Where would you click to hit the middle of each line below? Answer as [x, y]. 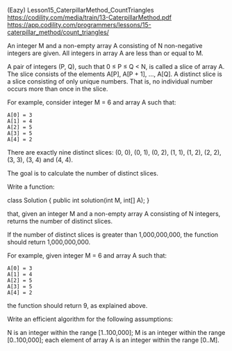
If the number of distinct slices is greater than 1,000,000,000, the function [113, 235]
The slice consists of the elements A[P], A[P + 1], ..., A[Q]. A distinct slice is [115, 74]
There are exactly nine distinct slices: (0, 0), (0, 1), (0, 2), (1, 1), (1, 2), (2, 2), [114, 152]
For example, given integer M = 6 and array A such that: [87, 256]
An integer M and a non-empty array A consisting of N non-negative [105, 46]
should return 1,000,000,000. [49, 242]
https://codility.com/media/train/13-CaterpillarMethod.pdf [90, 17]
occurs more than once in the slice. [58, 89]
